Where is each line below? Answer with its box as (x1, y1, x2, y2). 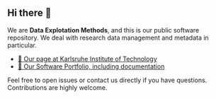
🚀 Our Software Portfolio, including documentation (17, 62, 165, 71)
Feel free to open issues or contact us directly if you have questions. (7, 76, 208, 84)
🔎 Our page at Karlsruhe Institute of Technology (17, 54, 157, 63)
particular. (7, 40, 37, 49)
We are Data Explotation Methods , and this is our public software (7, 25, 200, 34)
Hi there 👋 (7, 7, 52, 19)
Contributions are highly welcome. (7, 83, 108, 92)
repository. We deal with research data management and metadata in (7, 33, 209, 42)
